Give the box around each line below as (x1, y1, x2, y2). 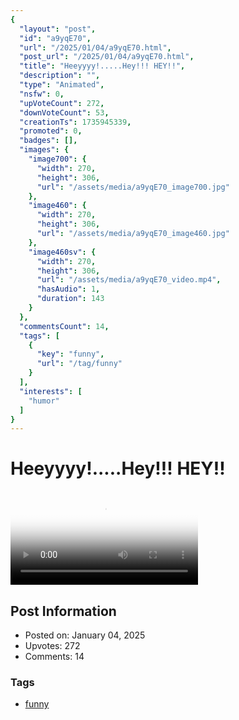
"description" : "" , (19, 71, 101, 81)
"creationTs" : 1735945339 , (19, 117, 132, 127)
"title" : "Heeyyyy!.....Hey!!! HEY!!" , (19, 61, 186, 71)
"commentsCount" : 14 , (19, 321, 110, 331)
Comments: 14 (24, 651, 85, 662)
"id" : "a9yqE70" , (19, 33, 92, 43)
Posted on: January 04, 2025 (24, 629, 146, 641)
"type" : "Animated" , (19, 80, 105, 90)
